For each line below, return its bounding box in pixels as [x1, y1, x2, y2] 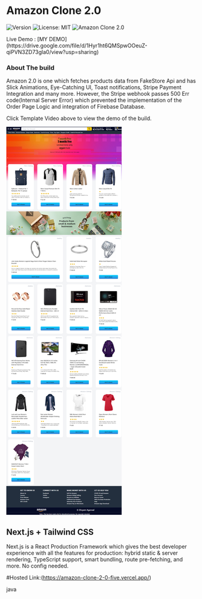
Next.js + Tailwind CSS [6, 527, 94, 537]
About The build [6, 63, 55, 72]
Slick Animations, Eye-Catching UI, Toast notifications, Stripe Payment [6, 84, 181, 91]
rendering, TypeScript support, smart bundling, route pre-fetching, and [6, 556, 183, 563]
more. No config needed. [6, 562, 69, 570]
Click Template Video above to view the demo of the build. [6, 115, 152, 122]
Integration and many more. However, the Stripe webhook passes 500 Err [6, 90, 189, 98]
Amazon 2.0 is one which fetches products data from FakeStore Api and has [6, 77, 197, 85]
